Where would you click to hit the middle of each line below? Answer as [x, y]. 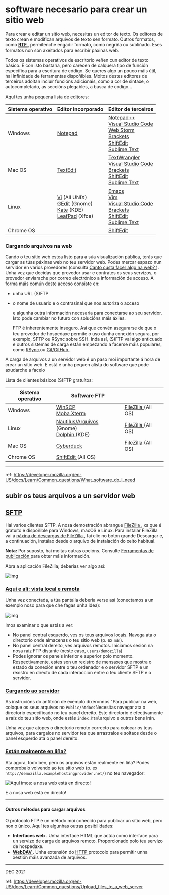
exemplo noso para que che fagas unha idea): [53, 605]
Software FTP [88, 396]
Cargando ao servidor [32, 691]
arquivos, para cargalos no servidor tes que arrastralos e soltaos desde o [81, 733]
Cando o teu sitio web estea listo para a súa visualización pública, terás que [84, 257]
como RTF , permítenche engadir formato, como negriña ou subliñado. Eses [84, 44]
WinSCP [66, 407]
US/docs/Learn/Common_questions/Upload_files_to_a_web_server [74, 887]
